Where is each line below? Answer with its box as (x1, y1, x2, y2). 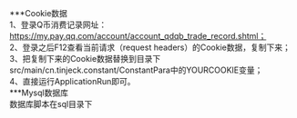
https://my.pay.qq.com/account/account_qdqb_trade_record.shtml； (9, 31, 267, 41)
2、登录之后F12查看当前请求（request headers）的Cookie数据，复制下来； (9, 42, 292, 53)
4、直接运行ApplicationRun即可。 (9, 76, 136, 86)
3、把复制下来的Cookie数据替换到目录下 (9, 54, 161, 64)
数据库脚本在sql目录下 (9, 99, 93, 109)
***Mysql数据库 (9, 87, 68, 98)
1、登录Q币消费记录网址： (9, 19, 108, 30)
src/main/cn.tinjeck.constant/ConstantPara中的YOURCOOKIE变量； (9, 64, 263, 75)
